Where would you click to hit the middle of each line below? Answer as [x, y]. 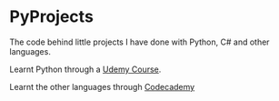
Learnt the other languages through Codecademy [102, 86]
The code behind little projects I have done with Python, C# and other [139, 42]
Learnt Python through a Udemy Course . [85, 69]
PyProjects [51, 17]
